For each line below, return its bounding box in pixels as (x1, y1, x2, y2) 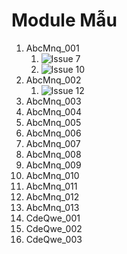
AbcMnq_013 (25, 201, 80, 213)
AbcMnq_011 (25, 180, 78, 192)
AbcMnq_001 (25, 42, 80, 54)
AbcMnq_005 (25, 116, 82, 128)
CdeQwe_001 (25, 212, 81, 224)
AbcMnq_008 (25, 148, 82, 160)
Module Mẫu (11, 9, 118, 32)
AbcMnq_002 (25, 74, 82, 86)
